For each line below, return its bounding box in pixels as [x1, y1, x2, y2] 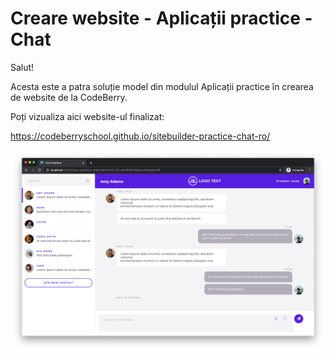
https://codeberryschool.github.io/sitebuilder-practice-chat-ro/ [10, 130, 271, 142]
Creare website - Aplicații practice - [10, 7, 313, 30]
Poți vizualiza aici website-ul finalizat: [10, 110, 165, 122]
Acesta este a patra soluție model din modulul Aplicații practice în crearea [10, 80, 314, 92]
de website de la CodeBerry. [10, 91, 128, 103]
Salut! [10, 61, 35, 73]
